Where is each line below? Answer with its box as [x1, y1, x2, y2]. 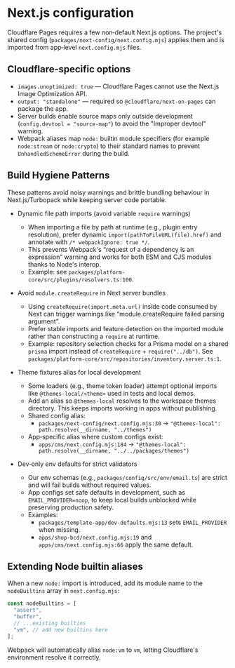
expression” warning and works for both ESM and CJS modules [27, 253, 212, 261]
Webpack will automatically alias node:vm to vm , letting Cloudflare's [7, 646, 199, 654]
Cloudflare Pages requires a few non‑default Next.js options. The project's [7, 28, 222, 36]
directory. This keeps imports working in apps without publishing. [27, 403, 217, 412]
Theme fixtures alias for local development [17, 368, 142, 376]
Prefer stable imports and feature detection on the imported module [27, 324, 224, 333]
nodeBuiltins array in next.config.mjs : [7, 587, 119, 595]
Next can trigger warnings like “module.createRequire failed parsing [27, 309, 224, 318]
